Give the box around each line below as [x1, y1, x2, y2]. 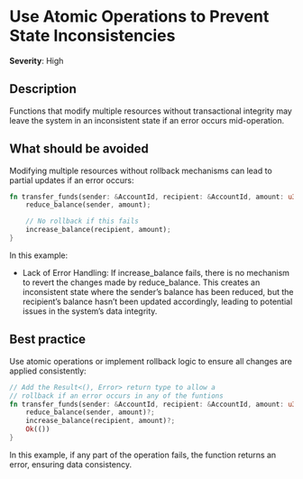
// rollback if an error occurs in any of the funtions [9, 391, 224, 401]
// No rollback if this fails [25, 216, 140, 226]
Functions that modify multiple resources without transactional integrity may [9, 106, 293, 116]
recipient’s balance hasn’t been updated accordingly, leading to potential [22, 296, 293, 307]
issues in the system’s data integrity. [22, 305, 158, 317]
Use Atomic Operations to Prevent [9, 6, 270, 27]
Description [9, 81, 77, 97]
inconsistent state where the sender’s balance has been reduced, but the [22, 286, 294, 297]
